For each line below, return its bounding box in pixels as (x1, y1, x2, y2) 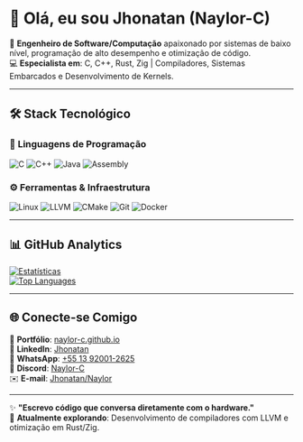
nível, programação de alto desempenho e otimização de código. (9, 47, 252, 58)
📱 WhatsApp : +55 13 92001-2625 (9, 353, 135, 364)
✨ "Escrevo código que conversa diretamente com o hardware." (9, 401, 255, 413)
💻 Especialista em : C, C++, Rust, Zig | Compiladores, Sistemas (9, 58, 246, 69)
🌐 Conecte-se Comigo (9, 310, 138, 326)
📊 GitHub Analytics (9, 237, 123, 253)
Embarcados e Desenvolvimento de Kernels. (9, 70, 174, 81)
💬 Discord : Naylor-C (9, 363, 86, 373)
